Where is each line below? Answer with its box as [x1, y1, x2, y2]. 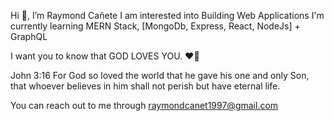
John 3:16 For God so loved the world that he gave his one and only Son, [10, 70, 310, 81]
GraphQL [10, 31, 48, 42]
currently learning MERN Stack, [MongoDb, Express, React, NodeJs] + [10, 20, 301, 32]
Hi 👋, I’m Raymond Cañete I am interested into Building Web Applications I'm [10, 10, 325, 21]
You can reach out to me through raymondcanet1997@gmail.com [10, 100, 279, 111]
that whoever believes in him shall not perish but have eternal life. [10, 80, 281, 92]
